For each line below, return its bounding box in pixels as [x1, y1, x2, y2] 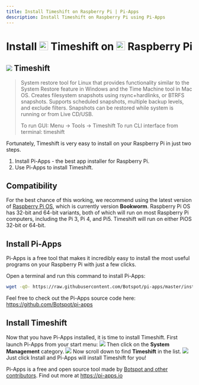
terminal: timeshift [20, 128, 65, 135]
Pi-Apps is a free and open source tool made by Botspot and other [6, 365, 168, 373]
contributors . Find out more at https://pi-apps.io [6, 371, 123, 379]
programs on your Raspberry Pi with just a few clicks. [6, 261, 136, 268]
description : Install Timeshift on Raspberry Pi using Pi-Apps [6, 14, 166, 20]
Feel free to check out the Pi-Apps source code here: [6, 294, 136, 301]
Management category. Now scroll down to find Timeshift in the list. [6, 348, 182, 355]
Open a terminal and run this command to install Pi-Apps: [6, 272, 146, 280]
